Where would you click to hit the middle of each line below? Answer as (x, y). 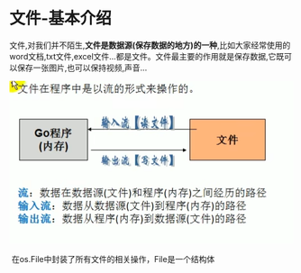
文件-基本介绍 (61, 18)
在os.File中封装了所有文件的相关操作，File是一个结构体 (113, 259)
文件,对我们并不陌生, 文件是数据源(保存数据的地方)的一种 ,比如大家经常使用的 (150, 45)
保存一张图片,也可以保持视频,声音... (82, 68)
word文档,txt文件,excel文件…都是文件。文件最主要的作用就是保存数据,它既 (147, 56)
